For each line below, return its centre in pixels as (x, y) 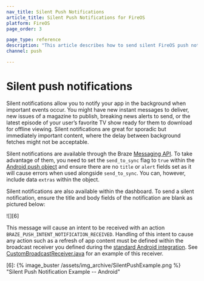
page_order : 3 (24, 29)
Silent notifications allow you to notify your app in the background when (96, 103)
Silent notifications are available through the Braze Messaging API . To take (100, 154)
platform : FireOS (28, 23)
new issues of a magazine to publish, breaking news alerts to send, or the (98, 116)
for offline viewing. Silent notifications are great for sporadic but (86, 129)
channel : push (24, 51)
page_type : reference (34, 40)
